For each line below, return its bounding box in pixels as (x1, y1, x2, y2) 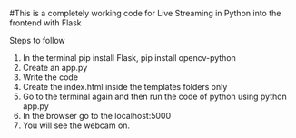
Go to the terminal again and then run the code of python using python (22, 91, 288, 102)
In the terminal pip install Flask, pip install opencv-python (22, 53, 236, 63)
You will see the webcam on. (22, 120, 130, 131)
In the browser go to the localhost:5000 (22, 111, 171, 121)
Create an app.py (22, 63, 88, 73)
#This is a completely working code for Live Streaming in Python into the (9, 8, 281, 18)
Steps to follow (9, 35, 65, 45)
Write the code (22, 72, 79, 83)
